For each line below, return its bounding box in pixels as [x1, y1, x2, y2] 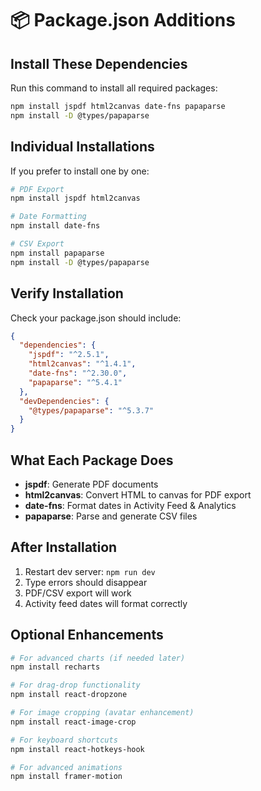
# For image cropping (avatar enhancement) [10, 708, 195, 718]
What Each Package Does [10, 452, 174, 469]
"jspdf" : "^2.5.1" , [28, 350, 110, 360]
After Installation [10, 539, 118, 556]
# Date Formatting [10, 212, 87, 222]
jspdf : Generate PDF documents [24, 478, 159, 490]
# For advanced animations [10, 762, 123, 772]
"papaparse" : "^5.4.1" [28, 377, 123, 387]
